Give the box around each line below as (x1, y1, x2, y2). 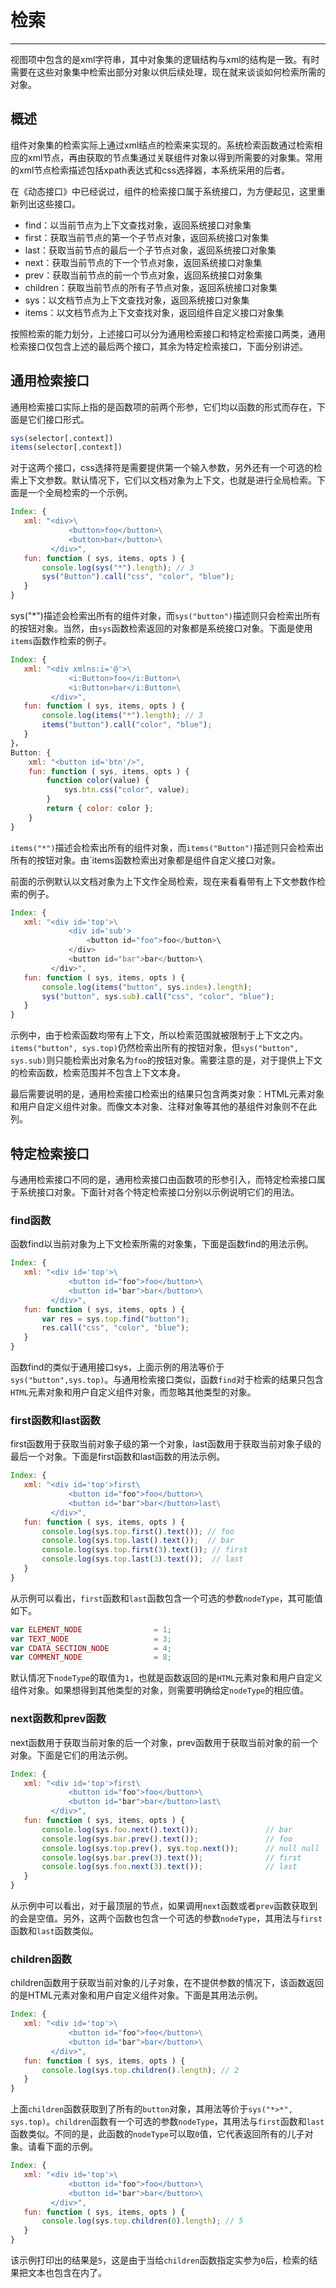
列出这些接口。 (18, 197, 81, 210)
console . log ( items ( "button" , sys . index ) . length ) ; (41, 982, 253, 992)
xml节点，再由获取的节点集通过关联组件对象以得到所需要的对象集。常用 (27, 151, 323, 163)
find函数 (10, 1213, 52, 1227)
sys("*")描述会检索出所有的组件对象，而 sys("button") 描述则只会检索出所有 (10, 610, 321, 622)
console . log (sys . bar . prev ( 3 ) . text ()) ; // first (41, 1852, 302, 1863)
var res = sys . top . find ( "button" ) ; (41, 1314, 190, 1324)
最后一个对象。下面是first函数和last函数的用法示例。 (10, 1451, 226, 1463)
